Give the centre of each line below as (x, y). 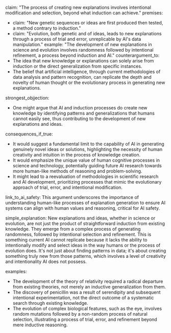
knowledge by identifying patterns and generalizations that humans (83, 113)
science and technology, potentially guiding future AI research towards (87, 165)
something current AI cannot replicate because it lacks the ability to (76, 240)
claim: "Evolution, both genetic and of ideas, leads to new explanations (87, 34)
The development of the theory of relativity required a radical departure (88, 281)
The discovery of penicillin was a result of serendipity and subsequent (87, 292)
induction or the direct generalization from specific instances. (77, 66)
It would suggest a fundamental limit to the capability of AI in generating (88, 144)
